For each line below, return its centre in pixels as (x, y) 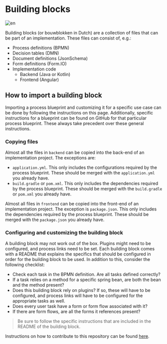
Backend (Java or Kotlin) (45, 74)
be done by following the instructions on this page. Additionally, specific (79, 112)
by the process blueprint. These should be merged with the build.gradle (87, 189)
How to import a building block (54, 95)
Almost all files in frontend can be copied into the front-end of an (72, 204)
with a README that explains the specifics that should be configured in (78, 254)
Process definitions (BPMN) (41, 47)
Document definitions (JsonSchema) (50, 58)
